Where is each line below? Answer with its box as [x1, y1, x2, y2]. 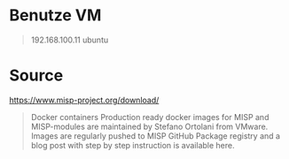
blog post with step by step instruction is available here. [30, 140, 235, 150]
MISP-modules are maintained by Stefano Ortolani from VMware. [30, 121, 269, 132]
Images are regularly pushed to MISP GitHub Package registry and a [30, 130, 281, 141]
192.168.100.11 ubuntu [30, 34, 109, 45]
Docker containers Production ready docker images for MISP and [30, 111, 269, 122]
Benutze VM [9, 5, 102, 26]
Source [9, 65, 64, 86]
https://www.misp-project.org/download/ [9, 95, 160, 105]
